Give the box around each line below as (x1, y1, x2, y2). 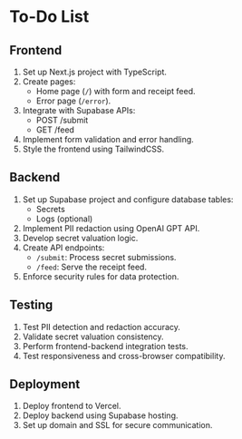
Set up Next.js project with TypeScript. (22, 66, 168, 77)
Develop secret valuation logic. (22, 232, 139, 243)
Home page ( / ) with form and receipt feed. (35, 86, 197, 96)
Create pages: (22, 76, 76, 87)
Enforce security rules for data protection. (22, 270, 179, 282)
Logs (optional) (35, 213, 93, 224)
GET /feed (35, 124, 75, 135)
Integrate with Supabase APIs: (22, 105, 136, 115)
